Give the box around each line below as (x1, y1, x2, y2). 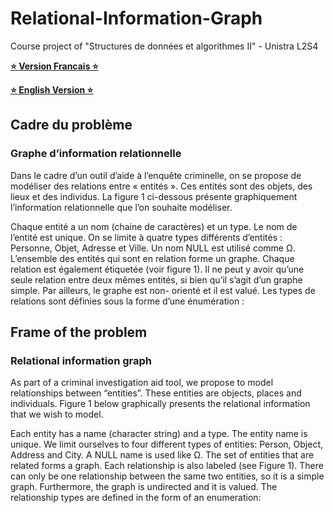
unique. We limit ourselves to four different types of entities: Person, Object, (10, 438, 324, 451)
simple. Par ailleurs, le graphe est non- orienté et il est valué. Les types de (10, 284, 316, 296)
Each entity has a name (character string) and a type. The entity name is (10, 428, 308, 440)
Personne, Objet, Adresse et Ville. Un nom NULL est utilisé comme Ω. (10, 242, 296, 254)
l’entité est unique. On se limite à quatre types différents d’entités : (10, 231, 283, 243)
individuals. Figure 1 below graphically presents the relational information (10, 398, 311, 410)
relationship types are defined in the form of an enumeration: (10, 492, 262, 504)
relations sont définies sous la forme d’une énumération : (10, 295, 245, 307)
